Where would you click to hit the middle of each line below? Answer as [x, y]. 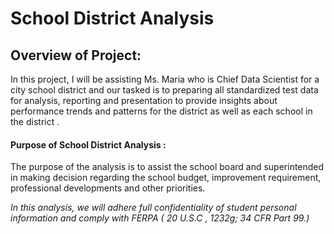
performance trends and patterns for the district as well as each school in [161, 111]
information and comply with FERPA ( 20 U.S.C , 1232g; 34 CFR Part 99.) [160, 218]
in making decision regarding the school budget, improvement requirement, [166, 178]
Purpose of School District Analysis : [88, 144]
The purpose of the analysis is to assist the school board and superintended [167, 167]
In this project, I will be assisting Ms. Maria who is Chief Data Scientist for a [165, 79]
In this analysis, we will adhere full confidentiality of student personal [153, 208]
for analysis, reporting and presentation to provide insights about [144, 100]
